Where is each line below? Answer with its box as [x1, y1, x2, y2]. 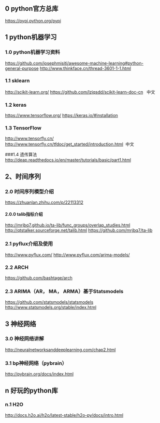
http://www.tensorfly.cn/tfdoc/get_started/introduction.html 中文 [5, 141, 134, 147]
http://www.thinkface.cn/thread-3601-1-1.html [39, 65, 131, 71]
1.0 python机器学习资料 [5, 49, 60, 56]
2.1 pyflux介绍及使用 [5, 241, 53, 247]
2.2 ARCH [5, 264, 29, 271]
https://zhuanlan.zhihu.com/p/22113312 [5, 199, 84, 205]
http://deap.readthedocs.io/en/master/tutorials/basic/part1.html [5, 157, 131, 163]
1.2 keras [5, 101, 27, 108]
